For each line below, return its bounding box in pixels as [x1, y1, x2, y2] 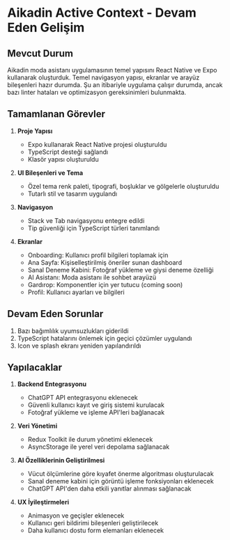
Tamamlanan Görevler [7, 108, 106, 120]
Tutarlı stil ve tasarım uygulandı [27, 190, 117, 198]
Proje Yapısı [17, 127, 53, 135]
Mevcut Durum [7, 47, 74, 59]
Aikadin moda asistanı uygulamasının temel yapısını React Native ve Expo [7, 66, 217, 74]
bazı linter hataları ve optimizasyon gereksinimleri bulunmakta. [7, 88, 187, 96]
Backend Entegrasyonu [17, 380, 87, 388]
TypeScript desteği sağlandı [27, 148, 109, 156]
